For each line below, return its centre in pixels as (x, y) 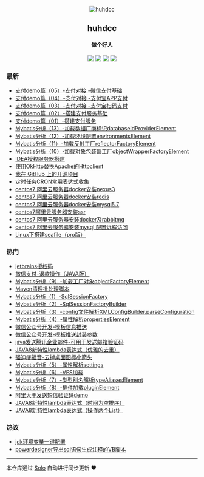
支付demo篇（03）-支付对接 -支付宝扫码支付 (71, 106)
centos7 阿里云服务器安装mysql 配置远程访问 (71, 227)
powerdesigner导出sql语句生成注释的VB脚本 (70, 450)
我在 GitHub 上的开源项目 (47, 174)
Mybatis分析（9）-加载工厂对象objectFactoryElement (82, 282)
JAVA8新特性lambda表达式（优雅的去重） (67, 350)
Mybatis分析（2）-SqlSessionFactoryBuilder (71, 304)
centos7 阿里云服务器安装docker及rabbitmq (70, 219)
